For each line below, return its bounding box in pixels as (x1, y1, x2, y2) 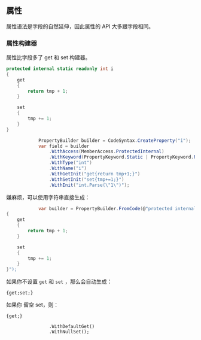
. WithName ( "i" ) (48, 165, 87, 172)
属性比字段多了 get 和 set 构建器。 (6, 54, 91, 61)
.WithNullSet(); (48, 329, 90, 335)
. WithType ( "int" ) (48, 160, 93, 166)
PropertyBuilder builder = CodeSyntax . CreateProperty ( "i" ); (38, 137, 191, 144)
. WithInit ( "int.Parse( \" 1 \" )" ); (48, 182, 130, 188)
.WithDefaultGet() (48, 324, 95, 330)
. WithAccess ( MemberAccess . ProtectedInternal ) (48, 148, 165, 154)
